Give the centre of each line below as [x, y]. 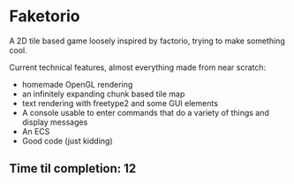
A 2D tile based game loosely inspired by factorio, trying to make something [147, 41]
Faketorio [45, 16]
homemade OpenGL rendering [77, 84]
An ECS [36, 131]
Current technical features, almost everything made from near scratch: [138, 67]
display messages [55, 122]
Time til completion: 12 [73, 169]
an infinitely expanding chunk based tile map [103, 94]
